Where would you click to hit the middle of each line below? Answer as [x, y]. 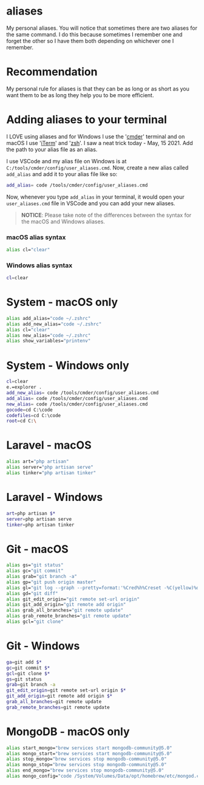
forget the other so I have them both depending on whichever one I [90, 41]
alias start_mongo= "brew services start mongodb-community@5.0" [89, 748]
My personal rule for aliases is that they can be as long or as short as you [98, 89]
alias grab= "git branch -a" [42, 577]
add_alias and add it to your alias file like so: [62, 174]
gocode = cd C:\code [29, 410]
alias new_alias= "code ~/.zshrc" [49, 335]
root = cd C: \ [21, 421]
